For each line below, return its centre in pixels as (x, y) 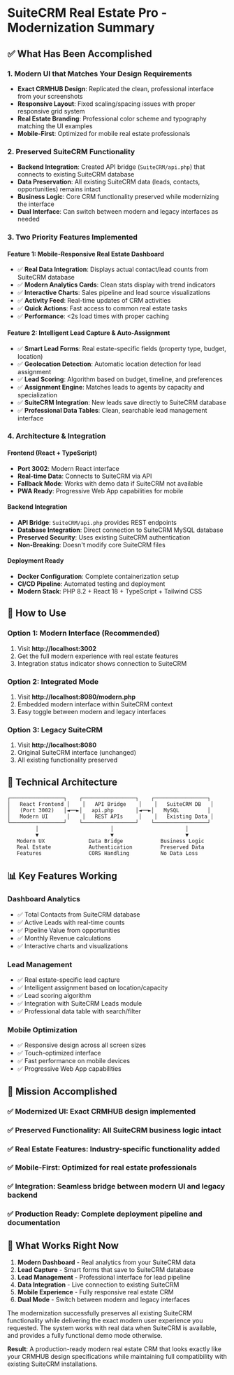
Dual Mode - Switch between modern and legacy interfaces (104, 1300)
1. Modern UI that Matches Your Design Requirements (100, 74)
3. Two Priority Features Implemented (73, 238)
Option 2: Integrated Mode (53, 681)
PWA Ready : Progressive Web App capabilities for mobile (100, 491)
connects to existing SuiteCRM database (76, 175)
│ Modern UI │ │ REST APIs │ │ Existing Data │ (111, 817)
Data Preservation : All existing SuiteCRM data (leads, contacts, (109, 182)
